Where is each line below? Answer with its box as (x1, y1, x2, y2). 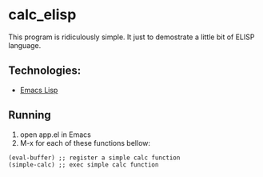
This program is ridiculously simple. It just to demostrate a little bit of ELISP (8, 32, 255, 42)
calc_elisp (8, 6, 77, 24)
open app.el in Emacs (19, 130, 92, 139)
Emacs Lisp (19, 85, 58, 95)
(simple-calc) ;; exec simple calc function (8, 160, 159, 169)
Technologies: (8, 64, 82, 78)
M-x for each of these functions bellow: (19, 138, 150, 147)
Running (8, 108, 52, 122)
